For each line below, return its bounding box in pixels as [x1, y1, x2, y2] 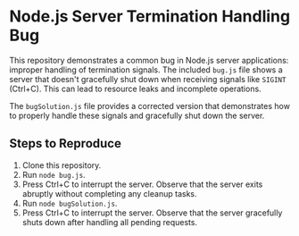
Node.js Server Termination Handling [9, 6, 291, 27]
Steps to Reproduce [9, 136, 122, 151]
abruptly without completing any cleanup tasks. [21, 188, 197, 198]
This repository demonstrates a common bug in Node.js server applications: [9, 55, 289, 65]
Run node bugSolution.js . [21, 198, 118, 208]
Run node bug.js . [21, 169, 87, 180]
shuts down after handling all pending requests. [21, 216, 198, 227]
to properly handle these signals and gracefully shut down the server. [9, 110, 265, 121]
